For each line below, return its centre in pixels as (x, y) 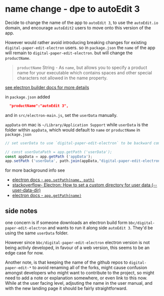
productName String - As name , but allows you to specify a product (82, 68)
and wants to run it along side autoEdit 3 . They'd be (100, 228)
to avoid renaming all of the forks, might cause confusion (90, 268)
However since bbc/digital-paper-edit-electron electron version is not (77, 243)
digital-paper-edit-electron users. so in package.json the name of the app (80, 47)
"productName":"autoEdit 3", (39, 106)
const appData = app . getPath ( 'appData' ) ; (49, 157)
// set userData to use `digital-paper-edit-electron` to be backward (78, 143)
